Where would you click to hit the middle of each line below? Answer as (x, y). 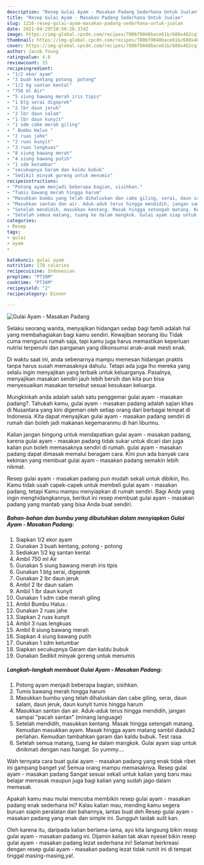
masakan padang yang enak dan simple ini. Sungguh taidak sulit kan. (93, 818)
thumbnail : (21, 40)
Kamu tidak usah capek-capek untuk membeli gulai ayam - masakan (92, 485)
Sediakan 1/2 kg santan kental (53, 552)
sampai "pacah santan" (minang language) (69, 717)
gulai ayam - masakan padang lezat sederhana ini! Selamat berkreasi (93, 843)
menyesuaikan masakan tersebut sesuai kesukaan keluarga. (82, 385)
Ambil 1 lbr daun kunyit (44, 591)
